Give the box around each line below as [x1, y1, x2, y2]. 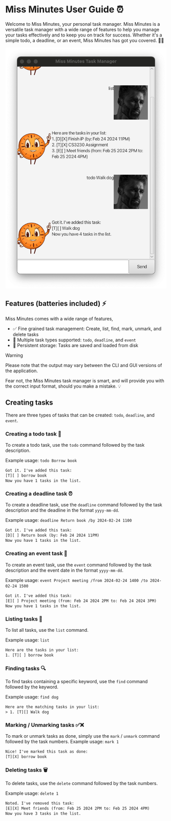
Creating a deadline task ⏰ [5, 490, 73, 497]
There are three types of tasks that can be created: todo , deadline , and [5, 412, 155, 418]
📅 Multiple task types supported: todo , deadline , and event [12, 337, 136, 343]
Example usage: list [5, 636, 50, 643]
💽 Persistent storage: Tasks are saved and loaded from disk [12, 342, 138, 348]
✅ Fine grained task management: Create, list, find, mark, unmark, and [12, 325, 162, 332]
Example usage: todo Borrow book [5, 457, 77, 463]
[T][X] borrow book [5, 754, 47, 759]
